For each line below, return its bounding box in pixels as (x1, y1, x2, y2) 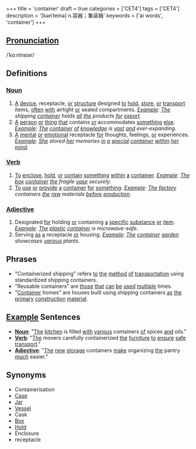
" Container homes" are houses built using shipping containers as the (14, 289, 182, 296)
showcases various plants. (14, 237, 80, 244)
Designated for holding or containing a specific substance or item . (14, 218, 175, 226)
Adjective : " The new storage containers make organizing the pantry (14, 346, 181, 353)
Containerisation (14, 386, 55, 393)
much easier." (14, 353, 48, 360)
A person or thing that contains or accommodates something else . (14, 118, 175, 126)
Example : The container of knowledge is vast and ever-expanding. (14, 124, 177, 132)
